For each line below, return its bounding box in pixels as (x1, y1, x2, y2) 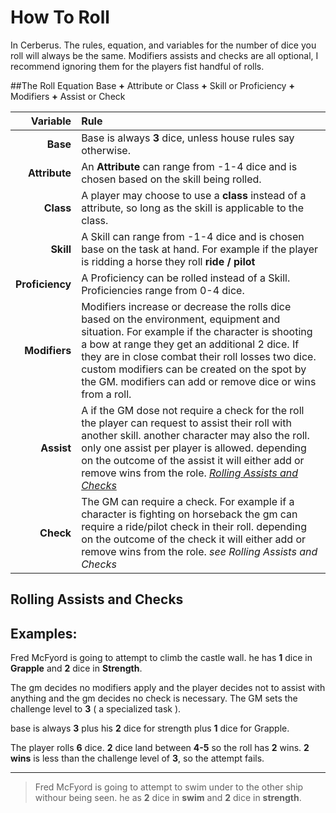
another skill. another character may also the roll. (81, 428, 310, 442)
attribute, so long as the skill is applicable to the (81, 201, 304, 215)
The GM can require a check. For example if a (81, 494, 295, 508)
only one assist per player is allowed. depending (81, 441, 307, 455)
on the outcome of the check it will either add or (81, 532, 307, 546)
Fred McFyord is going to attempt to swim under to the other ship (34, 781, 304, 793)
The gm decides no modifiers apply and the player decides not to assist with (10, 682, 326, 694)
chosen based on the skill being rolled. (81, 172, 262, 186)
